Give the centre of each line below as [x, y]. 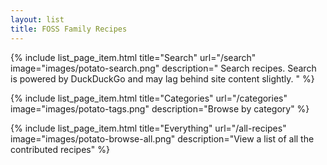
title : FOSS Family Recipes [69, 29]
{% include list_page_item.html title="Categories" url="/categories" [149, 98]
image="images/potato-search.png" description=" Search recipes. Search [163, 68]
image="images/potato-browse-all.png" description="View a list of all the [162, 138]
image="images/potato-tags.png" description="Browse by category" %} [160, 108]
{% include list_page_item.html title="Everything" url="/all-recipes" [148, 128]
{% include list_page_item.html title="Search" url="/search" [133, 57]
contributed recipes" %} [60, 149]
